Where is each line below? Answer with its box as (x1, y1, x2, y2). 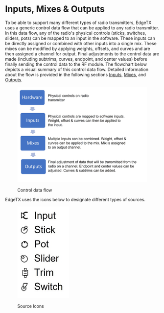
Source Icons (17, 303, 44, 309)
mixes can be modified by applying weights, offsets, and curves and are (5, 46, 150, 51)
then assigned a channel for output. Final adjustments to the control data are (5, 50, 160, 57)
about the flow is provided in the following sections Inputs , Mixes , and (5, 72, 146, 77)
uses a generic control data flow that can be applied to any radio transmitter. (5, 24, 160, 30)
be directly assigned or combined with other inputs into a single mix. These (5, 40, 157, 46)
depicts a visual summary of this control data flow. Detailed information (5, 66, 149, 72)
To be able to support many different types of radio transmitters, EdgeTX (5, 20, 152, 25)
